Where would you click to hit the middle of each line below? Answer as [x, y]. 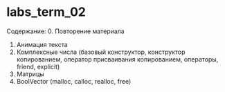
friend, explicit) [38, 66]
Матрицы [30, 74]
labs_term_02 [46, 12]
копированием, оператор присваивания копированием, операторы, [117, 59]
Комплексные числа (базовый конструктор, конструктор [101, 52]
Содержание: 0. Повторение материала [66, 31]
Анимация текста [42, 44]
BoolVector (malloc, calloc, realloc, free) [74, 81]
